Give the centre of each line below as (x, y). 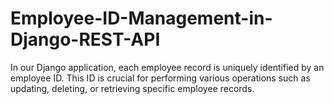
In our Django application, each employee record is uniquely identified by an (167, 67)
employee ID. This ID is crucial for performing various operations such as (160, 78)
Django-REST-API (85, 39)
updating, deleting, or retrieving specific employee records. (132, 88)
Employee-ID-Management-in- (141, 18)
